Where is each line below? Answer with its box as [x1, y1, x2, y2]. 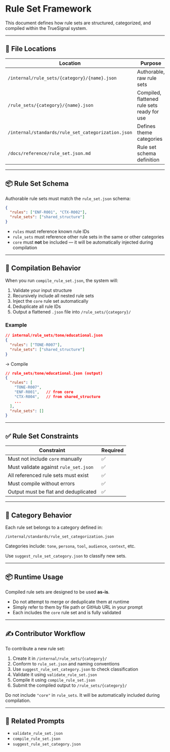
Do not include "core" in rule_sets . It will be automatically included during [5, 692, 160, 698]
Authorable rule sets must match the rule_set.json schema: [5, 195, 131, 202]
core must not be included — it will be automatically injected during [12, 239, 153, 246]
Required [101, 447, 124, 454]
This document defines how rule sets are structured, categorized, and [5, 20, 151, 26]
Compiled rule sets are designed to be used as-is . [5, 588, 110, 595]
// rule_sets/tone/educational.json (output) [5, 371, 103, 376]
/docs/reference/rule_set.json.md [8, 150, 91, 156]
